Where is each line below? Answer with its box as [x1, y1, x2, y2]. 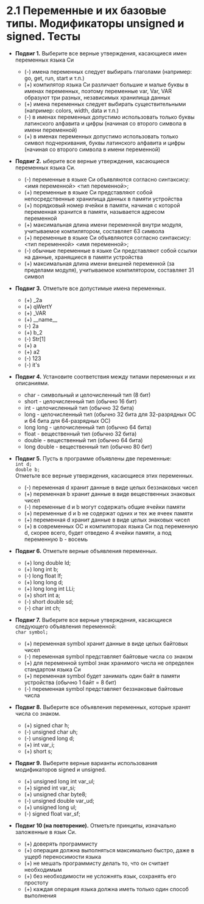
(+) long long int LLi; [24, 585, 75, 592]
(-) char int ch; [24, 604, 61, 612]
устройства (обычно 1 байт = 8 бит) [24, 679, 117, 686]
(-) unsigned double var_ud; [24, 797, 94, 804]
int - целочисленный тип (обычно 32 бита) [24, 404, 135, 411]
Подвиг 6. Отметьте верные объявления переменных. [15, 547, 158, 554]
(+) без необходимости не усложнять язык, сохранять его [24, 872, 177, 880]
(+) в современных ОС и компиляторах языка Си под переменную [24, 522, 199, 530]
